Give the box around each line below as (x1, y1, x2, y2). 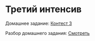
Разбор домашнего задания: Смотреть (5, 30, 90, 36)
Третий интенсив (5, 4, 82, 15)
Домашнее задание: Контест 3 (5, 20, 72, 26)
